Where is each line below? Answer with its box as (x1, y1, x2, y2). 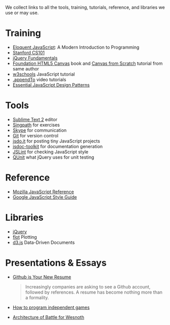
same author (12, 65, 40, 71)
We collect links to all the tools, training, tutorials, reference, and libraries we (5, 5, 165, 10)
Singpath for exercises (12, 122, 60, 128)
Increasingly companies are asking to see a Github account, (25, 283, 151, 290)
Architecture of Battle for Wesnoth (12, 314, 85, 320)
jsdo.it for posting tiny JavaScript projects (12, 138, 100, 144)
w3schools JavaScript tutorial (12, 71, 75, 77)
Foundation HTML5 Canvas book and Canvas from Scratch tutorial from (12, 60, 163, 66)
